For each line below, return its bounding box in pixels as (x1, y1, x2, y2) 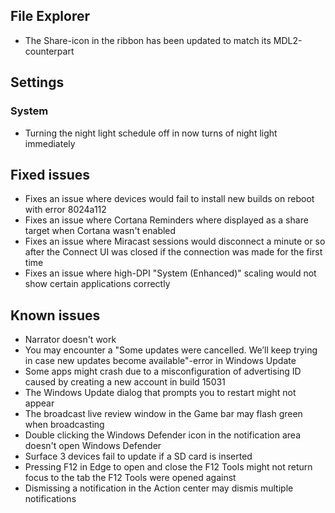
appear (24, 397, 55, 409)
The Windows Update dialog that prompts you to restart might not (24, 387, 297, 399)
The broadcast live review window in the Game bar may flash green (24, 408, 303, 420)
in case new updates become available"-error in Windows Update (24, 355, 297, 367)
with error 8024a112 (24, 204, 107, 216)
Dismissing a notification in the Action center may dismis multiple (24, 482, 294, 494)
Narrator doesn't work (24, 334, 117, 346)
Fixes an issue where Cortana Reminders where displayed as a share (24, 214, 309, 226)
